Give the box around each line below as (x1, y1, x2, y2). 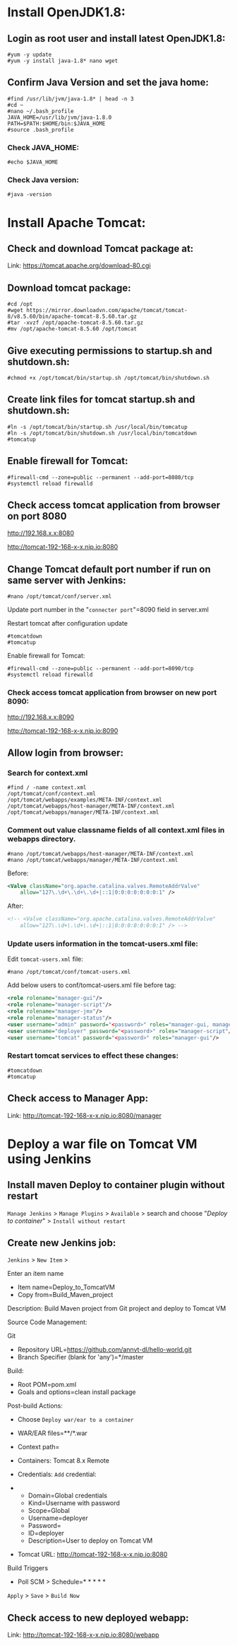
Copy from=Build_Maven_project (17, 1291, 114, 1299)
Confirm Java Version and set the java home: (7, 76, 209, 88)
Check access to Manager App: (7, 1093, 149, 1105)
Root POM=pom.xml (17, 1381, 77, 1389)
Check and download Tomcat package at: (7, 242, 194, 255)
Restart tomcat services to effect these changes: (7, 1051, 178, 1061)
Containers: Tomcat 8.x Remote (17, 1456, 109, 1465)
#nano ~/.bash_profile (7, 108, 74, 115)
